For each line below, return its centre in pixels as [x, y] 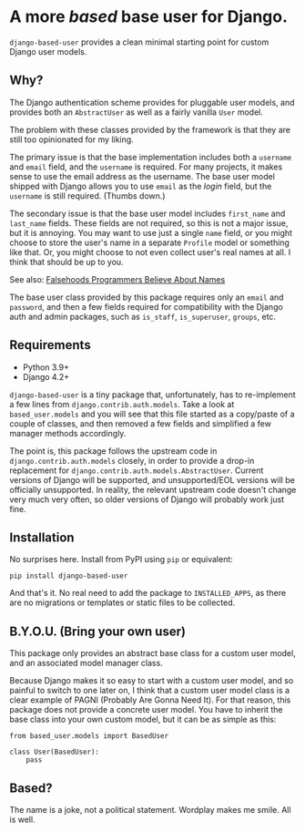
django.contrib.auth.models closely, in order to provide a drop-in [132, 460]
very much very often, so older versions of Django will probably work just [147, 499]
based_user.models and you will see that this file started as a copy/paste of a [152, 414]
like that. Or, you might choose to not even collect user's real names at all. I [150, 252]
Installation [42, 537]
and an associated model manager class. [86, 663]
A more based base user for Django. [149, 17]
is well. [22, 819]
